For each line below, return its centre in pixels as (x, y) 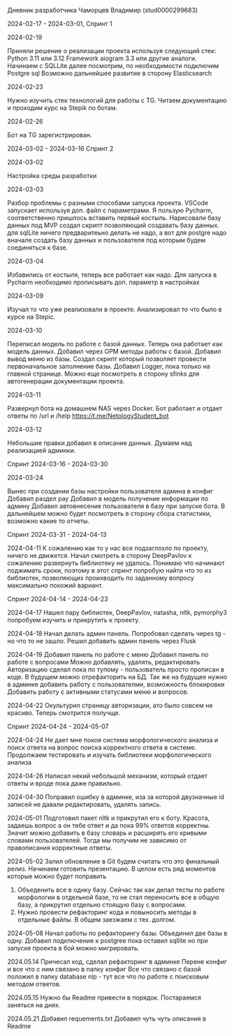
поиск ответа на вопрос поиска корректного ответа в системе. (102, 747)
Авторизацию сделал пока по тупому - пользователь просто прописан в (116, 669)
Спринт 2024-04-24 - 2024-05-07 (58, 726)
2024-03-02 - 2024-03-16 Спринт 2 (60, 149)
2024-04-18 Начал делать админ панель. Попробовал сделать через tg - (116, 633)
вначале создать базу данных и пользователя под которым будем (107, 240)
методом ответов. (34, 984)
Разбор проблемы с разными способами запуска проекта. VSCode (108, 203)
